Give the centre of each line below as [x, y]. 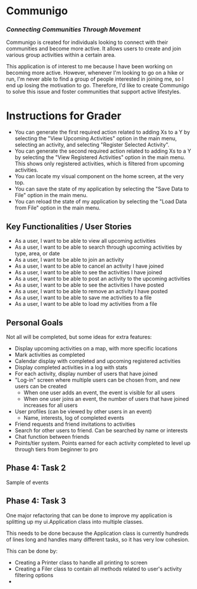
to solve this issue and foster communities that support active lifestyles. [94, 92]
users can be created [41, 387]
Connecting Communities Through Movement [73, 30]
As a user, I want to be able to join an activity [69, 260]
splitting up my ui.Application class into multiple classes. [75, 521]
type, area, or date [37, 254]
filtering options [34, 575]
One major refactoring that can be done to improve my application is [89, 515]
